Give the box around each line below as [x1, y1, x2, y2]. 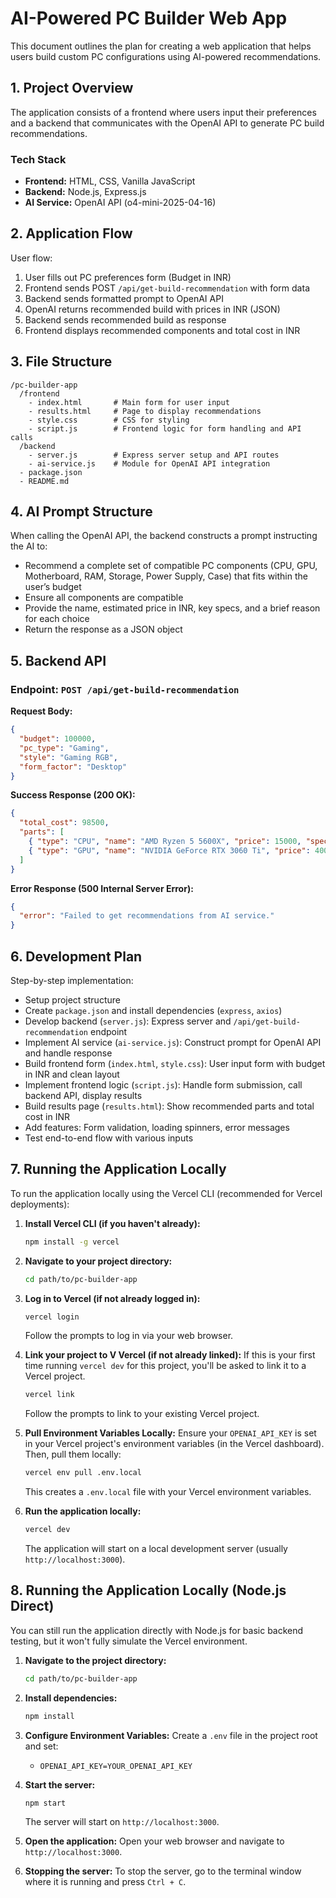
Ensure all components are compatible [24, 592, 184, 604]
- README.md [19, 476, 70, 486]
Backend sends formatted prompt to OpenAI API [24, 292, 224, 304]
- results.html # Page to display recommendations [28, 406, 262, 416]
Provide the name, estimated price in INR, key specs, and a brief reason [24, 602, 321, 614]
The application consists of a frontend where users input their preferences [10, 106, 317, 118]
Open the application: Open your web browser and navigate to [24, 1835, 285, 1847]
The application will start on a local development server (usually [24, 1543, 288, 1555]
